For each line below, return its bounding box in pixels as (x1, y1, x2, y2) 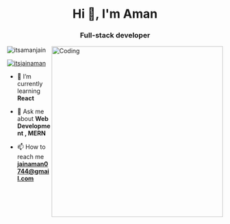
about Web (16, 115, 49, 123)
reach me (16, 153, 44, 161)
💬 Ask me (16, 107, 44, 115)
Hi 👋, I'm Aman (72, 6, 158, 22)
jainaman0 (16, 160, 49, 168)
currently (16, 80, 43, 88)
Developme (16, 122, 51, 130)
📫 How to (16, 143, 46, 151)
